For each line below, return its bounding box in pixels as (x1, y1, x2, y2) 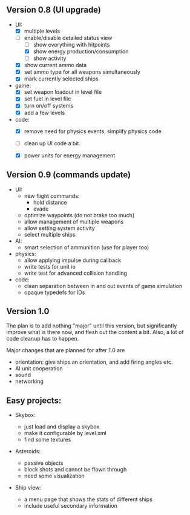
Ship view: (15, 484, 41, 491)
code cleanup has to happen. (6, 335, 79, 343)
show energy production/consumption (33, 48, 129, 55)
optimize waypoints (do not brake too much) (24, 211, 135, 218)
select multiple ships (24, 231, 76, 238)
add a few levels (24, 109, 65, 116)
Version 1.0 (6, 306, 50, 317)
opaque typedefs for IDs (24, 289, 85, 296)
